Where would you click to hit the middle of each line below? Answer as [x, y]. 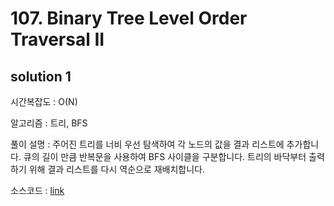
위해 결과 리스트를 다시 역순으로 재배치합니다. [117, 169]
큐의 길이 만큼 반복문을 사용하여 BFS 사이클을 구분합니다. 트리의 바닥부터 [165, 156]
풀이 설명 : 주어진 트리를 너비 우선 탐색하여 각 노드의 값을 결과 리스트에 [147, 144]
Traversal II [57, 39]
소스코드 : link [37, 190]
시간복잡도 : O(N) [44, 101]
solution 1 [41, 76]
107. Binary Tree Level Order [129, 18]
